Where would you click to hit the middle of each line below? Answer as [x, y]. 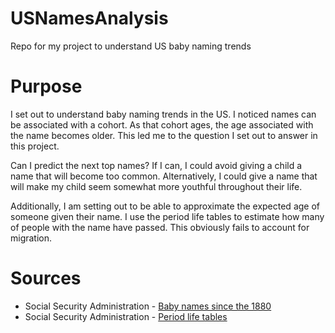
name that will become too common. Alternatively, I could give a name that [164, 176]
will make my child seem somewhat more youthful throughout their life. [156, 186]
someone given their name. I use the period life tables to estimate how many [167, 216]
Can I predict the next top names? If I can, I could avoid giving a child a [156, 165]
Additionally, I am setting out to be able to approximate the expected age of [165, 206]
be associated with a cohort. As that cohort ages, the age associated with [162, 124]
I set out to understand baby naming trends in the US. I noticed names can [163, 114]
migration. [31, 238]
